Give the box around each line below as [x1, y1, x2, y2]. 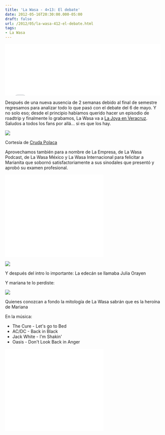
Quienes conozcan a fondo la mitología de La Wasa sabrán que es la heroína [5, 299, 160, 304]
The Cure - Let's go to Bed [12, 323, 67, 329]
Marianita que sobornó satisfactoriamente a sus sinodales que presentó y [5, 159, 154, 165]
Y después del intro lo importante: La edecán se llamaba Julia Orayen [5, 270, 146, 276]
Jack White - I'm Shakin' [12, 334, 63, 339]
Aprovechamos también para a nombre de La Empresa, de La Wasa [5, 149, 142, 155]
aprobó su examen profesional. [5, 165, 68, 171]
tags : [5, 26, 16, 31]
